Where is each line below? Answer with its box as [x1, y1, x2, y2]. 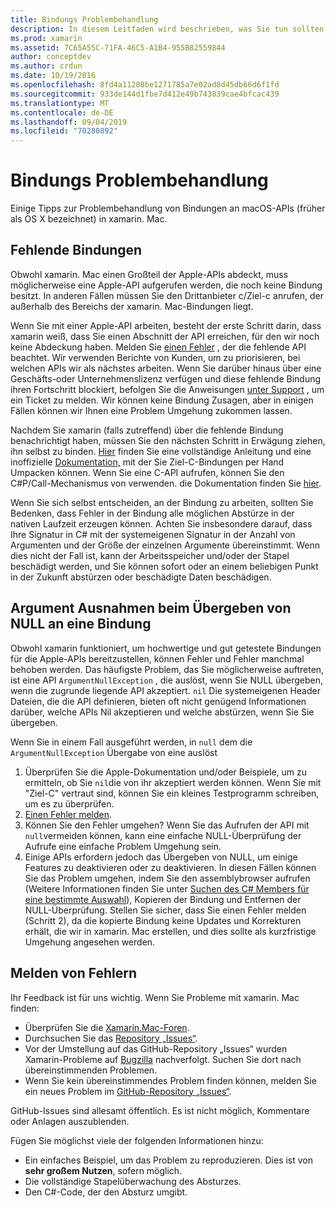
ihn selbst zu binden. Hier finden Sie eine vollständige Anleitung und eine [10, 445, 312, 457]
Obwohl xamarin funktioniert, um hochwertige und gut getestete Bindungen [10, 642, 322, 654]
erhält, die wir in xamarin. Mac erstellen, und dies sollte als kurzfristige [24, 925, 317, 937]
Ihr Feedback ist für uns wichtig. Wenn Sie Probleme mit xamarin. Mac [10, 991, 300, 1003]
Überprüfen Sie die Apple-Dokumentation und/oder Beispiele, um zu [24, 766, 308, 778]
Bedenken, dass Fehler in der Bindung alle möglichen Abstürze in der [10, 507, 295, 519]
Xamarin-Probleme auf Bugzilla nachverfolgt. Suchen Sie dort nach [24, 1053, 302, 1065]
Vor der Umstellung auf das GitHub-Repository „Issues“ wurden [24, 1042, 288, 1055]
